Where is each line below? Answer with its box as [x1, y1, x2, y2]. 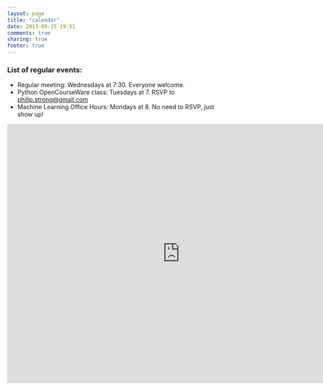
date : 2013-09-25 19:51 [7, 23, 76, 30]
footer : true [7, 42, 45, 49]
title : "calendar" [7, 17, 60, 24]
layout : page [7, 10, 45, 17]
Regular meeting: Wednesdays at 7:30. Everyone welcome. [17, 81, 185, 89]
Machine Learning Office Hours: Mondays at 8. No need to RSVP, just [17, 103, 215, 111]
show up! [17, 110, 43, 118]
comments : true [7, 29, 51, 37]
